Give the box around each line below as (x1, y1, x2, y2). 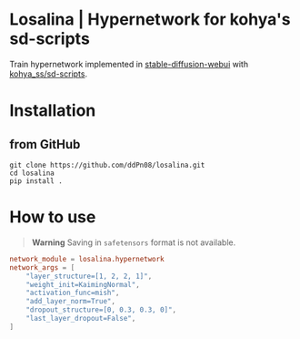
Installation (9, 100, 96, 121)
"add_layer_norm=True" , (25, 297, 116, 306)
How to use (9, 207, 96, 228)
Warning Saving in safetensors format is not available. (31, 237, 236, 248)
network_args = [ (9, 262, 75, 272)
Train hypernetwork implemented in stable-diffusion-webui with (9, 58, 248, 69)
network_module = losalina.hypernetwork (9, 254, 165, 263)
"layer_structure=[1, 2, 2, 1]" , (25, 272, 153, 281)
